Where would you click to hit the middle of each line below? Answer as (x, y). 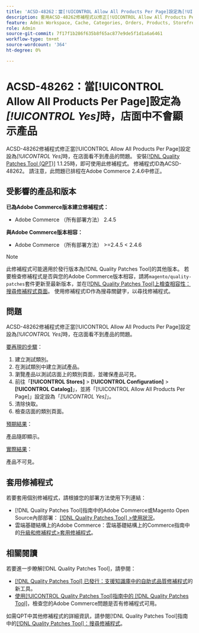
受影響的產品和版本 (41, 191)
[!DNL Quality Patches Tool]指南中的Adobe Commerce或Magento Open (102, 510)
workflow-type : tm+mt (33, 39)
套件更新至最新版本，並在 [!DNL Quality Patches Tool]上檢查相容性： (108, 284)
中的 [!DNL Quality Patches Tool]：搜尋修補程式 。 (66, 623)
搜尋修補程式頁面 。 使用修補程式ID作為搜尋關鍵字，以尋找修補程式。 (90, 291)
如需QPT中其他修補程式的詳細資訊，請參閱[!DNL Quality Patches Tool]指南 (97, 616)
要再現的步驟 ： (24, 347)
